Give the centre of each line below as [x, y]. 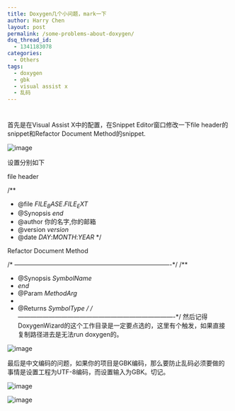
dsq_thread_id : [30, 40]
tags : [15, 66]
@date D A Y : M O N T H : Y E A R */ [59, 237]
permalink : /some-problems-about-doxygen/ [71, 34]
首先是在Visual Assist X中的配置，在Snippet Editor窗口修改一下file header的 [118, 125]
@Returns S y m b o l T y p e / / [55, 308]
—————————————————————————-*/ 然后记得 [113, 317]
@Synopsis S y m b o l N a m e [55, 278]
